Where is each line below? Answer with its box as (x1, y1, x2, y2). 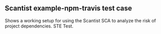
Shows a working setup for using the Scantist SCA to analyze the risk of (5, 17, 156, 23)
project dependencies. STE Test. (5, 23, 74, 29)
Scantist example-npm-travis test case (5, 4, 132, 13)
